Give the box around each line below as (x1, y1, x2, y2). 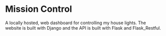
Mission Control (5, 3, 72, 15)
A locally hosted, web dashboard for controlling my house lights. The (5, 20, 146, 26)
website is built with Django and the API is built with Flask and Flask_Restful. (5, 25, 162, 31)
